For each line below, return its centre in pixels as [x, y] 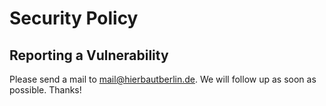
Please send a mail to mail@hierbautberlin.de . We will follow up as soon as [163, 79]
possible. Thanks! [45, 90]
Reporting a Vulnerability [89, 55]
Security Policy [74, 18]
